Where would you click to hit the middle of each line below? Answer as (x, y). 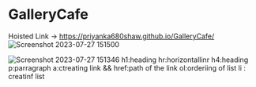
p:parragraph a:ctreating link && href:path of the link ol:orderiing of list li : (127, 67)
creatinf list (26, 76)
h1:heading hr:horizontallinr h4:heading (185, 60)
